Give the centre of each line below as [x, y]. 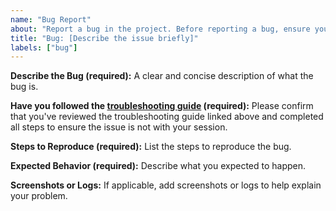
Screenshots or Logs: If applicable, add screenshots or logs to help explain [166, 185]
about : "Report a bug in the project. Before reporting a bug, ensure [160, 29]
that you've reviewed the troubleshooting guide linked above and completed [167, 117]
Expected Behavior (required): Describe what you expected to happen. [158, 166]
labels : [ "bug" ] [44, 47]
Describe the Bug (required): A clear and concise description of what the [162, 76]
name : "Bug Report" [51, 19]
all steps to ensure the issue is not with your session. [119, 127]
